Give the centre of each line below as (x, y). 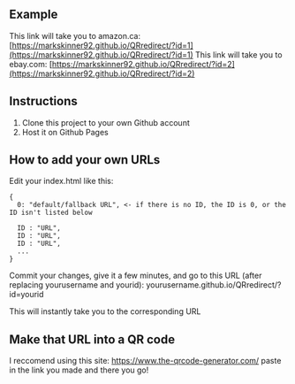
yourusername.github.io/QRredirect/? (213, 285)
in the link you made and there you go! (79, 370)
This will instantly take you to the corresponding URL (105, 311)
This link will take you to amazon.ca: (75, 35)
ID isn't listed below (51, 213)
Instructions (43, 101)
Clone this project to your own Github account (106, 122)
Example (34, 15)
